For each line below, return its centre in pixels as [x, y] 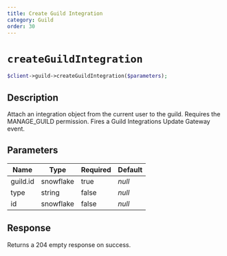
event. [16, 129]
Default [130, 169]
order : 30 [21, 26]
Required [96, 169]
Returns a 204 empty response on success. [69, 244]
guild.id [22, 181]
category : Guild [30, 20]
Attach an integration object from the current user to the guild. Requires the [114, 114]
